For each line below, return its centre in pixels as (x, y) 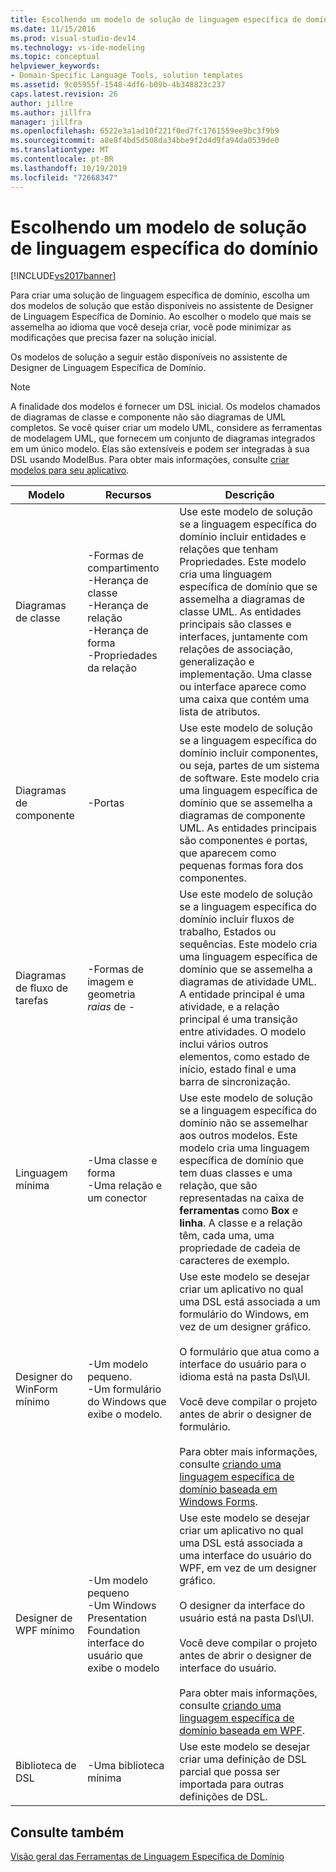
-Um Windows (122, 1606)
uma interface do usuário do (245, 1556)
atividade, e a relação (229, 1007)
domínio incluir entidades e (243, 537)
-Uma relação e (125, 1186)
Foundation (114, 1631)
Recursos (128, 495)
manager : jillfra (46, 122)
